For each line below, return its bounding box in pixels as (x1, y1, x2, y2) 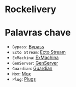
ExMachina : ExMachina (12, 54, 59, 61)
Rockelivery (5, 4, 57, 15)
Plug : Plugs (12, 76, 36, 82)
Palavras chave (5, 27, 71, 39)
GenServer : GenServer (12, 60, 58, 66)
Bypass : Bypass (12, 44, 44, 50)
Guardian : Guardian (12, 65, 53, 72)
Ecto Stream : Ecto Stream (12, 49, 66, 55)
